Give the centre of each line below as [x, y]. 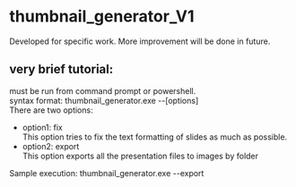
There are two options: [51, 110]
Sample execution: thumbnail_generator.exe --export [107, 173]
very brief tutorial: [61, 69]
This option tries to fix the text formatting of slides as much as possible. [155, 137]
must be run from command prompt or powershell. [103, 90]
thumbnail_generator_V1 [102, 17]
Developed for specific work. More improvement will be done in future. [140, 41]
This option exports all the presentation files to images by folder [140, 156]
